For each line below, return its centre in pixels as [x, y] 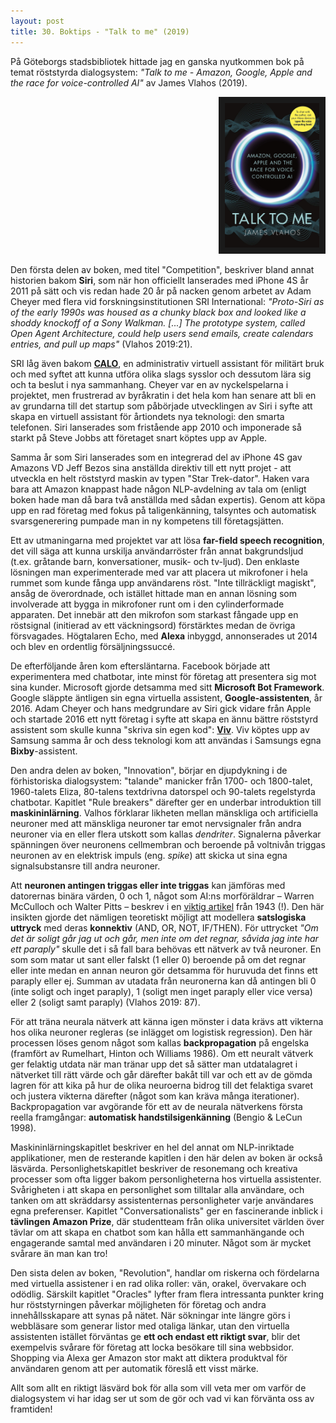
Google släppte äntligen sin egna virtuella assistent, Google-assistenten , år [166, 698]
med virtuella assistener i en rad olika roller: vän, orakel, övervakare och [158, 1284]
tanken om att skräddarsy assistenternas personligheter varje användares [162, 1201]
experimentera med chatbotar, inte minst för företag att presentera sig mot [163, 677]
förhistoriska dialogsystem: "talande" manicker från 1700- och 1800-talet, [161, 781]
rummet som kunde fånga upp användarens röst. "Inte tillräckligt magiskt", [163, 583]
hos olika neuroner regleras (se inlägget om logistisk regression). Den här [161, 1032]
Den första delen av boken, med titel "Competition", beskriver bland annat [162, 270]
